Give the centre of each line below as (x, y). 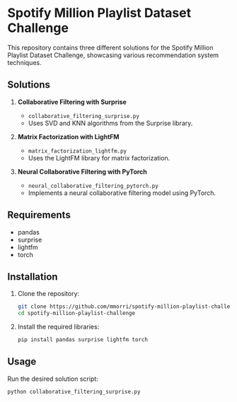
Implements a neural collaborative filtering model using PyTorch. (122, 193)
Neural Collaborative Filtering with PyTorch (82, 172)
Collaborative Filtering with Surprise (72, 102)
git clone (32, 307)
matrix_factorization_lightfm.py (77, 151)
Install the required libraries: (58, 327)
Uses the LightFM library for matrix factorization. (99, 158)
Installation (33, 277)
